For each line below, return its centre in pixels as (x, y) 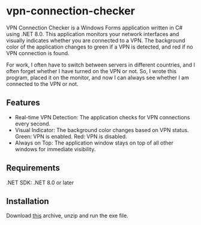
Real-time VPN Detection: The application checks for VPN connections (102, 117)
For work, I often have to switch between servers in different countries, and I (100, 65)
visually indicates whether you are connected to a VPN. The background (96, 40)
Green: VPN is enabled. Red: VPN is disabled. (71, 136)
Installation (28, 201)
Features (23, 103)
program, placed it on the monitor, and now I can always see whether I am (97, 77)
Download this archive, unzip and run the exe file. (67, 216)
